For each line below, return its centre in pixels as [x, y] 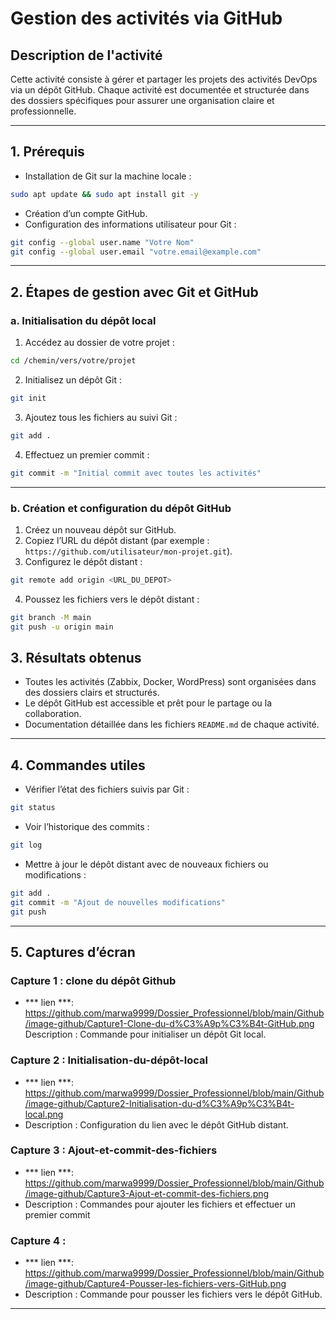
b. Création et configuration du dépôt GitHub [121, 508]
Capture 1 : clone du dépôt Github [93, 980]
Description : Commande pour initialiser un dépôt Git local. [145, 1034]
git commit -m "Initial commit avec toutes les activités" [136, 473]
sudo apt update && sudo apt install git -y [104, 194]
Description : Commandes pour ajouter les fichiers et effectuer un [160, 1204]
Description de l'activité [86, 55]
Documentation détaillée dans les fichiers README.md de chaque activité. [172, 724]
